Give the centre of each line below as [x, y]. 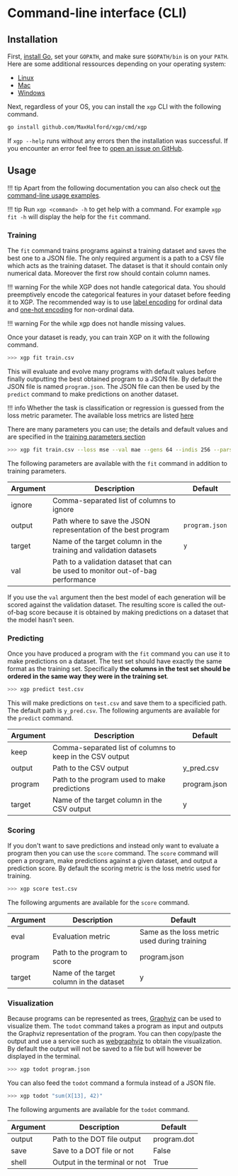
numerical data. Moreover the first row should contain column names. [109, 273]
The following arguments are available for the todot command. [98, 1110]
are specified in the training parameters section [76, 437]
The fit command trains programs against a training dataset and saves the [117, 250]
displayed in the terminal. [44, 1057]
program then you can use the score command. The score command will [113, 853]
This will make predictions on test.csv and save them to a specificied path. [117, 702]
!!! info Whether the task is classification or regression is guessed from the [116, 407]
